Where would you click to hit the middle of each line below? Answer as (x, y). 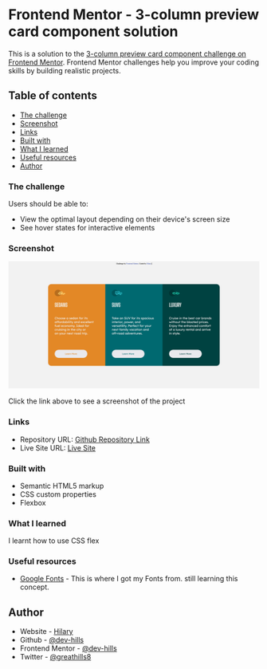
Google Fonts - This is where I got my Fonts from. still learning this (129, 579)
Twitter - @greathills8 (55, 657)
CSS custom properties (58, 494)
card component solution (93, 31)
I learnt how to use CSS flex (54, 541)
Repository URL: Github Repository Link (84, 439)
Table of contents (53, 96)
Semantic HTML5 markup (62, 486)
